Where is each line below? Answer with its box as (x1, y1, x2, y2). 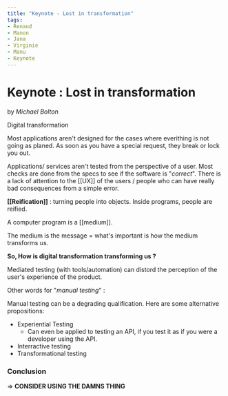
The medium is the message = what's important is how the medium (7, 231, 198, 240)
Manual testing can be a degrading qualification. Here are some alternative (7, 299, 219, 307)
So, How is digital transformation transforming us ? (7, 252, 156, 260)
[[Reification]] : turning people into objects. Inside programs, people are (7, 197, 213, 205)
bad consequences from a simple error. (7, 184, 119, 192)
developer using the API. (27, 335, 98, 343)
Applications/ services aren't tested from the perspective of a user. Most (7, 162, 214, 170)
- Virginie (7, 42, 39, 49)
